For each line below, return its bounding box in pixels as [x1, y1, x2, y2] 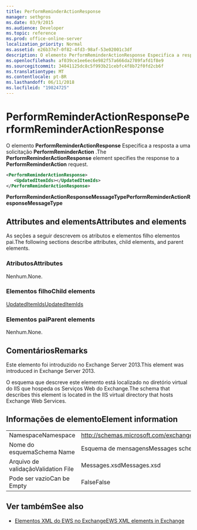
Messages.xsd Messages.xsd [81, 461, 161, 469]
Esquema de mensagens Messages [81, 444, 178, 452]
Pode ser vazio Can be [9, 474, 70, 483]
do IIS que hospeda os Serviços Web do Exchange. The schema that [6, 385, 170, 392]
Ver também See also [6, 502, 84, 512]
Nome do [9, 440, 35, 449]
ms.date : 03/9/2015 [6, 19, 54, 25]
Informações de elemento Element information [6, 415, 178, 424]
